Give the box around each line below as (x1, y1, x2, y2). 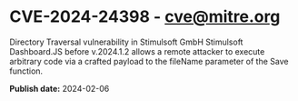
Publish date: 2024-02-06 (9, 83, 110, 94)
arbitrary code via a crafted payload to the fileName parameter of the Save (9, 56, 289, 66)
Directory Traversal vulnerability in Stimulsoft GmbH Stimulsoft (9, 36, 243, 47)
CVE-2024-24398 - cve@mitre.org (9, 6, 281, 27)
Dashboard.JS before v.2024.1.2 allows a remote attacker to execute (9, 45, 265, 56)
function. (9, 66, 44, 76)
